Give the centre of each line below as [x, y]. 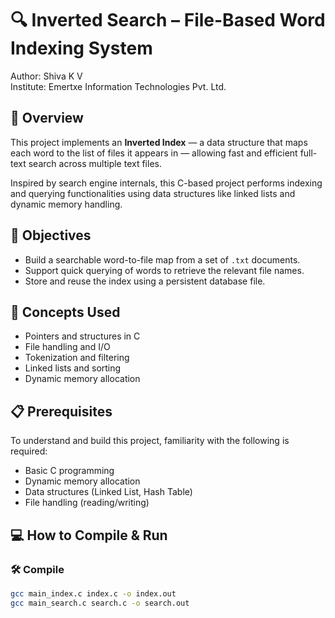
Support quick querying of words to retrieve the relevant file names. [164, 270]
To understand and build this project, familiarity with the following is [150, 441]
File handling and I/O [67, 347]
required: [29, 451]
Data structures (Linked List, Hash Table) [108, 492]
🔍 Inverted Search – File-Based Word [168, 20]
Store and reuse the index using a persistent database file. [145, 281]
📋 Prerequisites [61, 411]
